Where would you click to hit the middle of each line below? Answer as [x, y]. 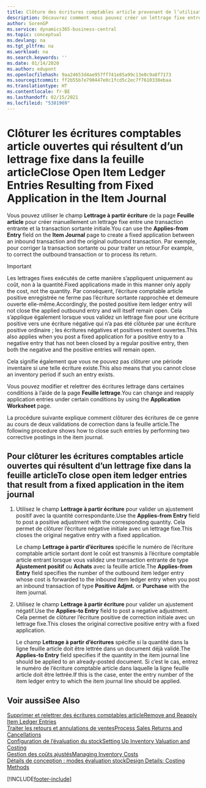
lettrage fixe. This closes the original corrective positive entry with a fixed [107, 624]
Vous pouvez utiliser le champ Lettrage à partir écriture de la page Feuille [101, 215]
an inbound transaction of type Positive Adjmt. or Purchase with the [102, 586]
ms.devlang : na [26, 40]
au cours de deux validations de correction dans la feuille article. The [93, 424]
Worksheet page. [29, 406]
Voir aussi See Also [43, 700]
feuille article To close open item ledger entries [97, 475]
